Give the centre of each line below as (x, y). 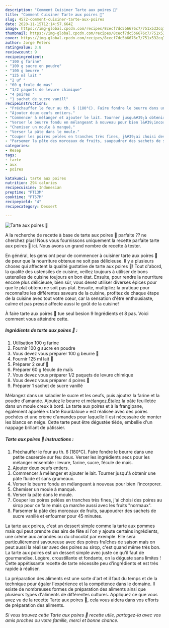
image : (12, 29)
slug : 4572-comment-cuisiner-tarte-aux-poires (55, 19)
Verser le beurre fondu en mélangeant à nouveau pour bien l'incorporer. (87, 484)
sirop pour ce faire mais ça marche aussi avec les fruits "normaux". (82, 506)
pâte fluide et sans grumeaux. (43, 479)
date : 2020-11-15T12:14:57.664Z (39, 24)
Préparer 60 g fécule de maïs (43, 370)
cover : (12, 38)
